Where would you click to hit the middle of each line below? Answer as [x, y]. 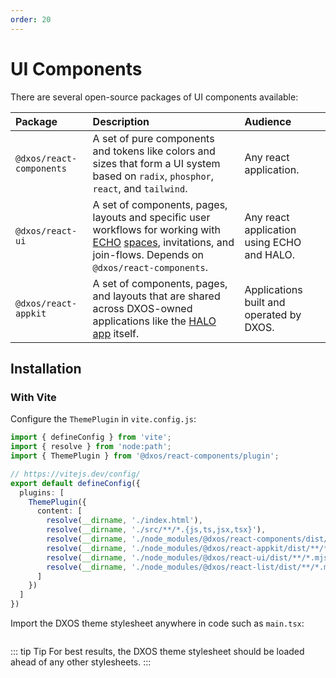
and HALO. [270, 254]
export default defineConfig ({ [75, 483]
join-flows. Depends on [148, 254]
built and [265, 302]
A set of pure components [153, 138]
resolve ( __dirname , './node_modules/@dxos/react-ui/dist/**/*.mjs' [189, 557]
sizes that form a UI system [156, 163]
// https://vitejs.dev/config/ [75, 474]
